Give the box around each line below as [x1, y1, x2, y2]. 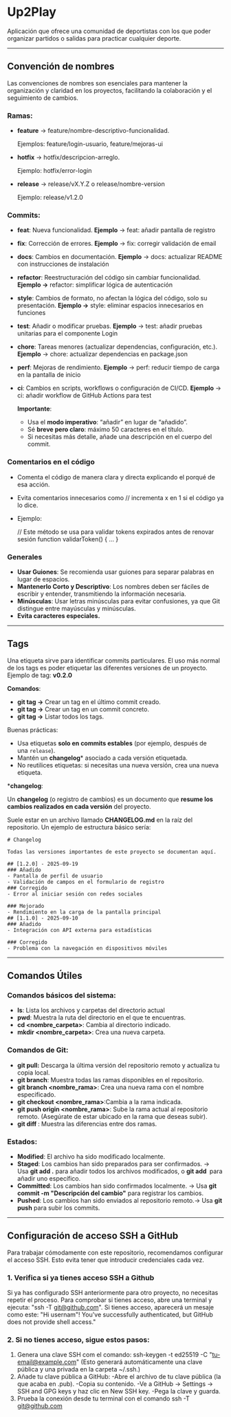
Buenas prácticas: [7, 725, 58, 734]
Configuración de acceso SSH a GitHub [7, 1230, 179, 1242]
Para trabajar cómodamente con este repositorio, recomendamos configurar [7, 1248, 223, 1256]
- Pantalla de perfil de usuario [7, 872, 103, 879]
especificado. [16, 1090, 56, 1099]
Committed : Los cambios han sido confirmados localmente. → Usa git [16, 1182, 217, 1190]
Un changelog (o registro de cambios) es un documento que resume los [7, 795, 213, 803]
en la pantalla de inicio [16, 371, 81, 379]
